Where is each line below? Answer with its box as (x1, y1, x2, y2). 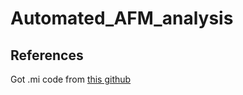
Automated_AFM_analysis (10, 7, 234, 30)
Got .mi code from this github (10, 73, 132, 85)
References (10, 47, 84, 64)
